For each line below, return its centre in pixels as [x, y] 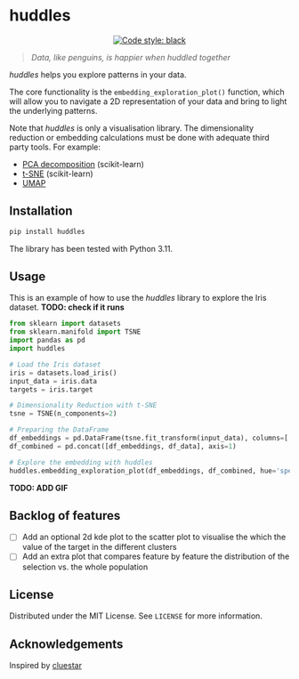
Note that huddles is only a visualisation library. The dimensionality [132, 128]
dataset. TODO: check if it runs [67, 307]
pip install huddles [48, 231]
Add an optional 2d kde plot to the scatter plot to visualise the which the [154, 537]
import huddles [37, 349]
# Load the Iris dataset [55, 364]
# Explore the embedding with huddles [81, 462]
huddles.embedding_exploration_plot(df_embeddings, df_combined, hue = [143, 471]
